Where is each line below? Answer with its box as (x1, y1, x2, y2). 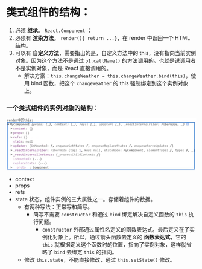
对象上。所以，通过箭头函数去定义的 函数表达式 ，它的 (52, 233, 187, 241)
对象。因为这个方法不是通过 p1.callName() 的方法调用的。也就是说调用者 (14, 57, 196, 64)
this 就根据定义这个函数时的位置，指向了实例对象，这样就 (42, 241, 187, 248)
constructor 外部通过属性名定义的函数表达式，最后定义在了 (42, 226, 190, 233)
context (14, 176, 34, 183)
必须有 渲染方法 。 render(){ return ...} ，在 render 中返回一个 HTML (14, 34, 191, 41)
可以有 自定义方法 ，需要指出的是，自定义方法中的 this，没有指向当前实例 (14, 49, 197, 56)
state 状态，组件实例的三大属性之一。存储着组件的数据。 (14, 196, 156, 203)
